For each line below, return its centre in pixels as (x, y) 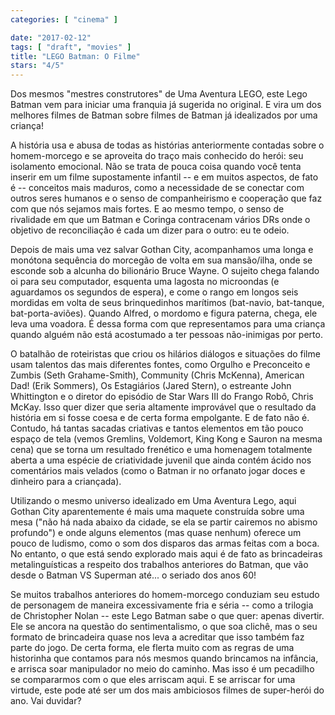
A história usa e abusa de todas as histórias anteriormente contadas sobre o (167, 145)
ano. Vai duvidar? (46, 701)
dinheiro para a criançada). (66, 482)
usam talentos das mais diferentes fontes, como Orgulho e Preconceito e (160, 365)
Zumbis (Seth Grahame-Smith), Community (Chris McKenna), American (157, 375)
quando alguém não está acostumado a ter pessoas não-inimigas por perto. (166, 335)
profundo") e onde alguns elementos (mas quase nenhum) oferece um (156, 533)
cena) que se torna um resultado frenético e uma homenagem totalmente (161, 450)
